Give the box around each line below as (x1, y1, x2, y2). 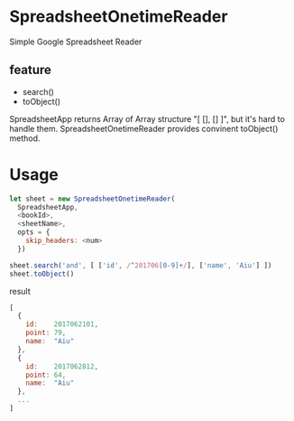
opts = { (17, 228, 51, 237)
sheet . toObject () (9, 269, 75, 278)
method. (9, 133, 41, 144)
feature (9, 62, 52, 78)
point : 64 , (25, 370, 67, 379)
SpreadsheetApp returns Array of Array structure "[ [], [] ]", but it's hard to (9, 113, 286, 124)
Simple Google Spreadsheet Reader (9, 36, 142, 47)
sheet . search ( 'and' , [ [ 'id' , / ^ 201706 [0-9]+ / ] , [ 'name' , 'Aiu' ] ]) (9, 260, 272, 270)
